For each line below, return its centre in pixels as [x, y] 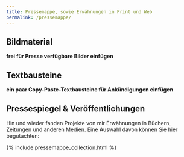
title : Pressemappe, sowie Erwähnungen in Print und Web [79, 12]
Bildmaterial [30, 42]
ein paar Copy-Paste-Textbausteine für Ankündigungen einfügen [90, 90]
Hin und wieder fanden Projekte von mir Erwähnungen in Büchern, [88, 123]
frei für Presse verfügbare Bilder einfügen [60, 56]
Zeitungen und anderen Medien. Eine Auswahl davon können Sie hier [92, 129]
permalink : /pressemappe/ [39, 17]
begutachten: [23, 135]
